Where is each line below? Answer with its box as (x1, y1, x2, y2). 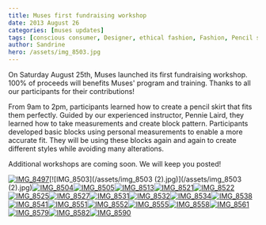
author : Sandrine (8, 41, 66, 49)
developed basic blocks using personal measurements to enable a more (8, 127, 243, 137)
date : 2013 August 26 (8, 19, 80, 27)
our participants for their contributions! (8, 87, 135, 96)
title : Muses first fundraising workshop (8, 11, 147, 20)
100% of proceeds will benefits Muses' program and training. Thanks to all (8, 78, 251, 88)
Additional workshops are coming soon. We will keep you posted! (8, 159, 222, 168)
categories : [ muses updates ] (8, 26, 104, 34)
